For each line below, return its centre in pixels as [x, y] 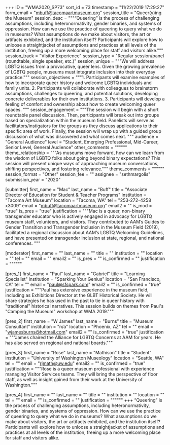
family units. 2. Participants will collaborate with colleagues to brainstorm [82, 88]
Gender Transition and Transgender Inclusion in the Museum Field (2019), [82, 227]
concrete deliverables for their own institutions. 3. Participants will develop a [85, 99]
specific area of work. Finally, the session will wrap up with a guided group [83, 131]
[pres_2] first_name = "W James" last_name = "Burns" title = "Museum [79, 321]
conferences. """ [23, 243]
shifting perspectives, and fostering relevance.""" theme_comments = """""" [85, 169]
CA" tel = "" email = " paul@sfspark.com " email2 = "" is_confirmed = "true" [83, 284]
